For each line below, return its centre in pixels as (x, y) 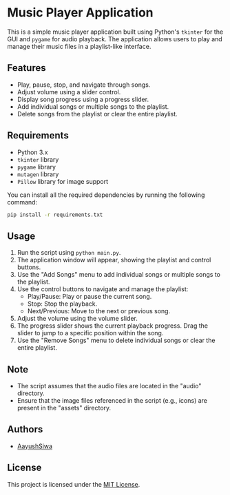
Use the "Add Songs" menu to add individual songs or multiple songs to (119, 275)
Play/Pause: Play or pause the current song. (90, 297)
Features (27, 68)
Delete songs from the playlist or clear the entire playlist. (97, 114)
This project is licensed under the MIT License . (74, 484)
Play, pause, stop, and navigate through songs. (84, 85)
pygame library (36, 167)
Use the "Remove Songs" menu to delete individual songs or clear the (116, 340)
